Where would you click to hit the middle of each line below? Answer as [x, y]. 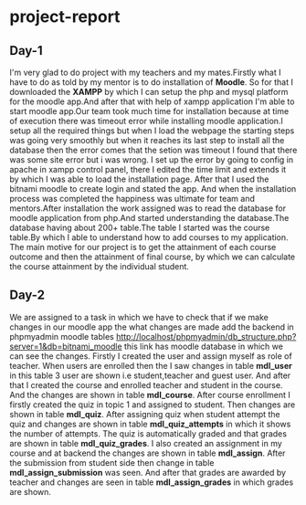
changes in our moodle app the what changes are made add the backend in [152, 327]
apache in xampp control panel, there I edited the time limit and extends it [148, 169]
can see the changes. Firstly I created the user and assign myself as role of [151, 356]
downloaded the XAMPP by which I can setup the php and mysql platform [149, 92]
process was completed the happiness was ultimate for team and [132, 199]
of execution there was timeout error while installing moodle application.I [146, 121]
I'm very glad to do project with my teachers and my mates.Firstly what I [145, 72]
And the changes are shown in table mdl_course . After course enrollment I [150, 395]
